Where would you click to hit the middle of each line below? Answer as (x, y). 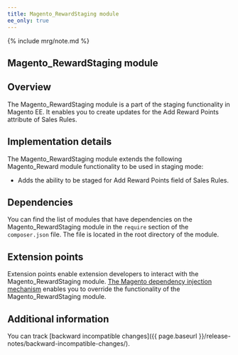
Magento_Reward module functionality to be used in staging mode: (106, 166)
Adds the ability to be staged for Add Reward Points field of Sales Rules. (123, 180)
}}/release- (215, 336)
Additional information (58, 319)
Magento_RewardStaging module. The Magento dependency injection (110, 282)
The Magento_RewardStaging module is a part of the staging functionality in (119, 104)
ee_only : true (28, 21)
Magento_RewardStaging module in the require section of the (98, 227)
